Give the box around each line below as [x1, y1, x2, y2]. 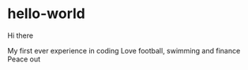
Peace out [7, 54, 41, 64]
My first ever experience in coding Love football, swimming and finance [7, 46, 241, 55]
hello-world [7, 5, 86, 23]
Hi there [7, 31, 33, 40]
